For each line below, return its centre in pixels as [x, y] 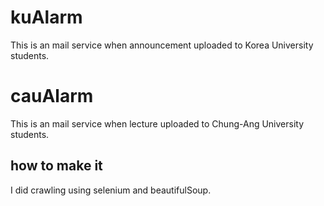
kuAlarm [46, 17]
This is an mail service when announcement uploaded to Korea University [162, 45]
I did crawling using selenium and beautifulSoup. [111, 190]
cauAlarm [52, 96]
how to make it [56, 166]
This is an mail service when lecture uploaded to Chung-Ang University [157, 123]
